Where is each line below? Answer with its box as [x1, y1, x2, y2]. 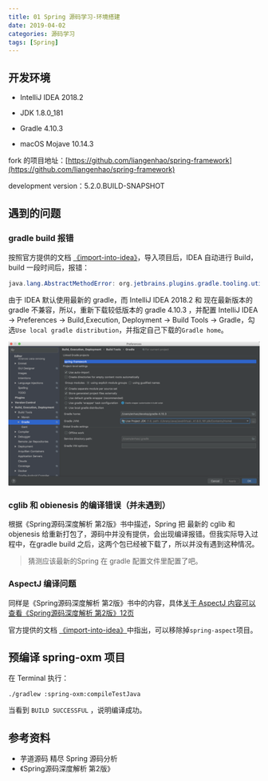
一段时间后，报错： [26, 262, 90, 272]
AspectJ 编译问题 [8, 579, 77, 590]
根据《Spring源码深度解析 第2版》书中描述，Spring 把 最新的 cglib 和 [8, 519, 235, 529]
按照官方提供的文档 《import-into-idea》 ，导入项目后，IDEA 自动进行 [8, 252, 233, 262]
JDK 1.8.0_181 [19, 108, 64, 118]
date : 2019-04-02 [8, 21, 66, 30]
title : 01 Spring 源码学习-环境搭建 [8, 13, 120, 21]
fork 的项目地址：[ [8, 156, 69, 166]
